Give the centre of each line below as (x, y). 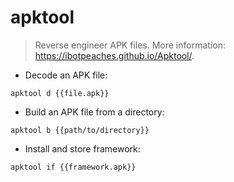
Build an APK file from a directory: (94, 112)
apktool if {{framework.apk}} (73, 167)
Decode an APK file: (66, 75)
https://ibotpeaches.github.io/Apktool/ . (114, 55)
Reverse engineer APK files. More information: (130, 45)
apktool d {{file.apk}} (60, 93)
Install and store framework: (82, 148)
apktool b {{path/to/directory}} (80, 130)
